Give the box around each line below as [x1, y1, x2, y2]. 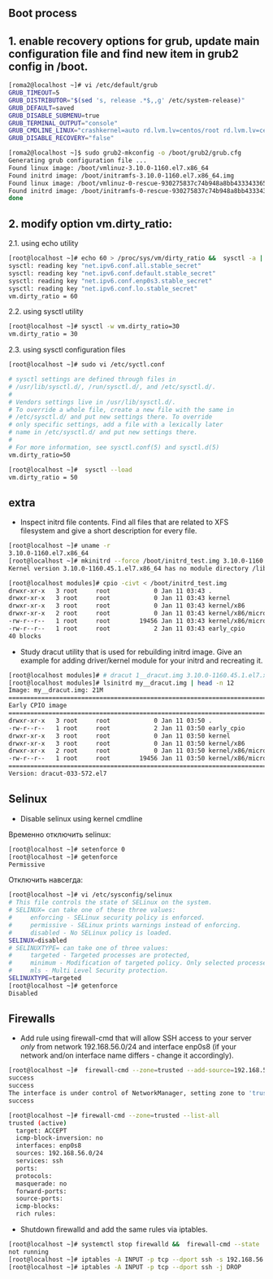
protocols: [15, 1172, 53, 1180]
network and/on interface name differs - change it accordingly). [19, 1050, 234, 1061]
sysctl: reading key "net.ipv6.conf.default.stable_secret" [8, 269, 217, 278]
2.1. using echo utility [8, 239, 79, 248]
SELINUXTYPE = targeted [8, 975, 82, 983]
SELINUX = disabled [8, 936, 67, 944]
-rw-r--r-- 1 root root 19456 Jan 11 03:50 [8, 755, 206, 763]
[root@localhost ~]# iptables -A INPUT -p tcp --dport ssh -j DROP [8, 1263, 242, 1271]
